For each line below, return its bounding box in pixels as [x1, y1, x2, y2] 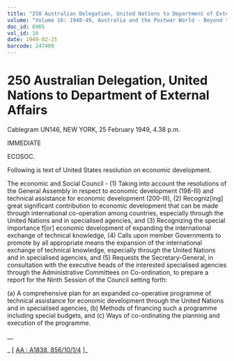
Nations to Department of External [7, 88, 210, 103]
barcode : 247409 [7, 43, 54, 49]
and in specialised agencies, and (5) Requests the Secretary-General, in [7, 253, 214, 261]
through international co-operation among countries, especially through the [7, 208, 224, 217]
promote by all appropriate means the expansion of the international [7, 238, 203, 247]
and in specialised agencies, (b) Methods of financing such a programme [7, 304, 217, 312]
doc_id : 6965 [7, 23, 45, 30]
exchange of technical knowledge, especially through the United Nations [7, 245, 216, 254]
